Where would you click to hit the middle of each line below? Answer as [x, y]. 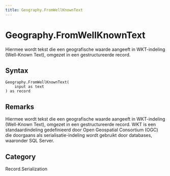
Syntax [17, 70]
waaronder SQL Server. [30, 141]
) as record [18, 91]
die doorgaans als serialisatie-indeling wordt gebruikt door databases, [79, 135]
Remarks [20, 107]
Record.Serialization [26, 169]
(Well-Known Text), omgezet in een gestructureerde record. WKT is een [81, 125]
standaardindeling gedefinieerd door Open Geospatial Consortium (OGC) [82, 130]
